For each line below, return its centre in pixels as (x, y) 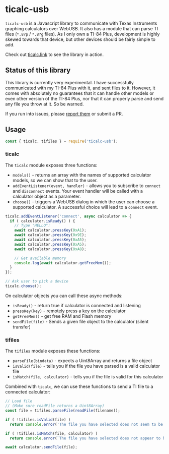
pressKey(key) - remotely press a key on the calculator (69, 311)
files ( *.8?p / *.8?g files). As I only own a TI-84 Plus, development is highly (82, 34)
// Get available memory (40, 258)
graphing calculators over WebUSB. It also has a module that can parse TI (82, 28)
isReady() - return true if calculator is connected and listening (76, 305)
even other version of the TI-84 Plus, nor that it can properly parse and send (84, 98)
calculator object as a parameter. (47, 196)
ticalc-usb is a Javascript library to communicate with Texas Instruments (81, 23)
